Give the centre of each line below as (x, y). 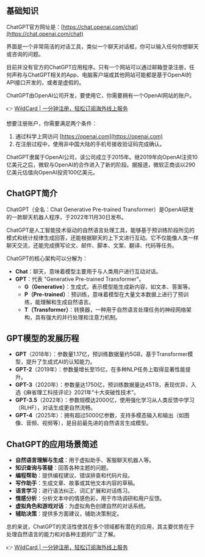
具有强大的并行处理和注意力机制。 (78, 317)
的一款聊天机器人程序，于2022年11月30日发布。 (67, 217)
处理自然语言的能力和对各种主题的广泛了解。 (63, 534)
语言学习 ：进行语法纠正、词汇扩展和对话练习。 (74, 491)
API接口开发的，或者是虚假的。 (45, 82)
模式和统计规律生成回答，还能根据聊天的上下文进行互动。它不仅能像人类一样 (103, 237)
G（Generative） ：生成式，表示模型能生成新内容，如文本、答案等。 (109, 286)
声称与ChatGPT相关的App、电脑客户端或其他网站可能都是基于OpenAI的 (102, 75)
